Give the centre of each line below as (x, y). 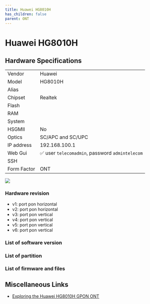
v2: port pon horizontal (35, 209)
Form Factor (21, 169)
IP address (20, 145)
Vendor (16, 74)
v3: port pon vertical (33, 214)
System (16, 122)
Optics (15, 137)
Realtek (48, 98)
